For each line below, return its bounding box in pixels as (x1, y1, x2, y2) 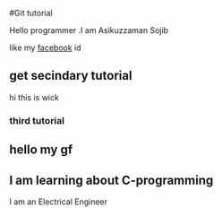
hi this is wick (9, 91, 60, 102)
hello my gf (9, 143, 73, 158)
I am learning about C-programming (9, 172, 214, 187)
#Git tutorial (9, 8, 53, 18)
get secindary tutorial (9, 68, 132, 83)
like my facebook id (9, 42, 82, 53)
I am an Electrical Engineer (9, 196, 108, 207)
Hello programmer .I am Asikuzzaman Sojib (9, 25, 168, 35)
